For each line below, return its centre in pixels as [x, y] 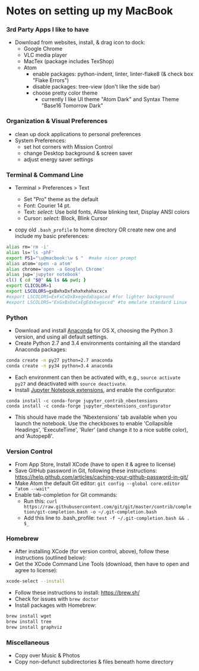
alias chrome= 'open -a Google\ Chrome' [56, 269]
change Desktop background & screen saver [78, 153]
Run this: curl [40, 501]
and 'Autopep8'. [34, 436]
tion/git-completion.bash [56, 512]
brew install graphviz [34, 627]
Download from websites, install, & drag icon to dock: [80, 42]
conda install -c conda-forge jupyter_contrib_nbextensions [82, 401]
